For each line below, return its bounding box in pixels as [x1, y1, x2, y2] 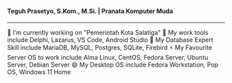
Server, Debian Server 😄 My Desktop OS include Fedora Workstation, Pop [7, 60, 219, 69]
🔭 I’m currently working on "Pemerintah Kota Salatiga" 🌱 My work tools [7, 29, 209, 37]
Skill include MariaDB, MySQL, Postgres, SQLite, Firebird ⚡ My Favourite [7, 43, 213, 52]
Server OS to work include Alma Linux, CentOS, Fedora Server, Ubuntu [7, 54, 209, 62]
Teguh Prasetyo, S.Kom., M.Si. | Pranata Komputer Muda [7, 7, 174, 15]
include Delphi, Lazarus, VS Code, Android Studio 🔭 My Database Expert [7, 36, 214, 44]
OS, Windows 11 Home [7, 68, 71, 76]
